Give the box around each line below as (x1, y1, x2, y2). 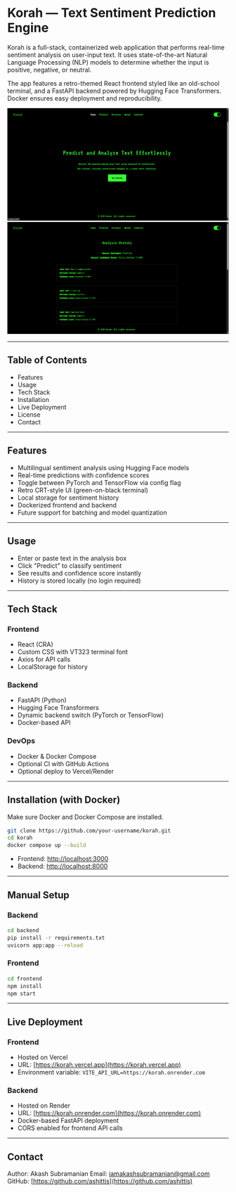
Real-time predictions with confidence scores (17, 471, 150, 479)
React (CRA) (17, 640, 54, 649)
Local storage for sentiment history (17, 493, 119, 502)
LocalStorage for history (17, 663, 88, 671)
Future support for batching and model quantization (17, 508, 167, 517)
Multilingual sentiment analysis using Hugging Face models (17, 463, 190, 472)
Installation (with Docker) (7, 794, 121, 806)
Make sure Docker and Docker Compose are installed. (7, 812, 164, 821)
